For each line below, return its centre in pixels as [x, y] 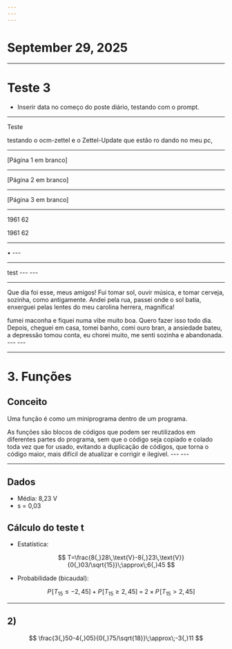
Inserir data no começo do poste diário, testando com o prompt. [108, 107]
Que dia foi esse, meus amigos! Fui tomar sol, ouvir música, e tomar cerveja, [116, 292]
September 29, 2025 [67, 47]
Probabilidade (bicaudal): [53, 578]
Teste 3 [29, 88]
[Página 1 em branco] [37, 160]
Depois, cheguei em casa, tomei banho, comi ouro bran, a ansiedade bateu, [115, 328]
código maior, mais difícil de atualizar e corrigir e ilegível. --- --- [98, 454]
